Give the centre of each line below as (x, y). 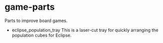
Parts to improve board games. (36, 21)
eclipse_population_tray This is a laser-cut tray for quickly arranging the (85, 30)
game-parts (30, 7)
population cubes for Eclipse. (42, 35)
